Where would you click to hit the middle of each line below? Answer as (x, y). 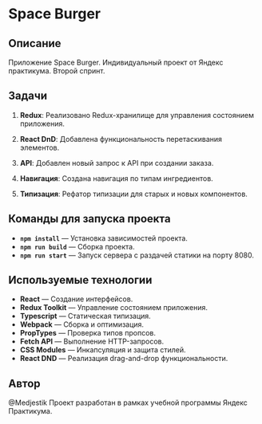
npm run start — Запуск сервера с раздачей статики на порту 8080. (137, 255)
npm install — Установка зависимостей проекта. (103, 238)
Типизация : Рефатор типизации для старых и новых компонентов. (133, 194)
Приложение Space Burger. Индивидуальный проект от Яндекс (116, 62)
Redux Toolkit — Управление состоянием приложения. (114, 308)
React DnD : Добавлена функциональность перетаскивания (121, 139)
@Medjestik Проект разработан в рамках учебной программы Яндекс (128, 402)
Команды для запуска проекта (89, 219)
